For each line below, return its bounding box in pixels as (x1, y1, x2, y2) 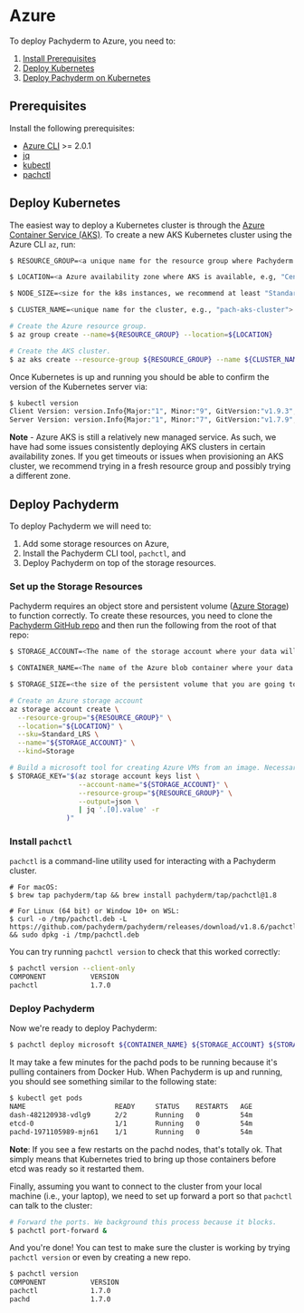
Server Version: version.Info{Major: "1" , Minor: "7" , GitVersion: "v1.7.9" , (9, 415, 298, 424)
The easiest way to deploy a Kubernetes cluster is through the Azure (9, 219, 265, 230)
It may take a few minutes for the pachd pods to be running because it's (9, 1057, 278, 1068)
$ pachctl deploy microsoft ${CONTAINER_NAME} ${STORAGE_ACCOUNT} (9, 1040, 265, 1050)
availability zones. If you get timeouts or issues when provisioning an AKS (9, 451, 284, 462)
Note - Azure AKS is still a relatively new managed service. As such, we (9, 432, 277, 443)
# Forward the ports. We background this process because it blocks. (9, 1217, 278, 1227)
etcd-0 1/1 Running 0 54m (9, 1119, 253, 1128)
